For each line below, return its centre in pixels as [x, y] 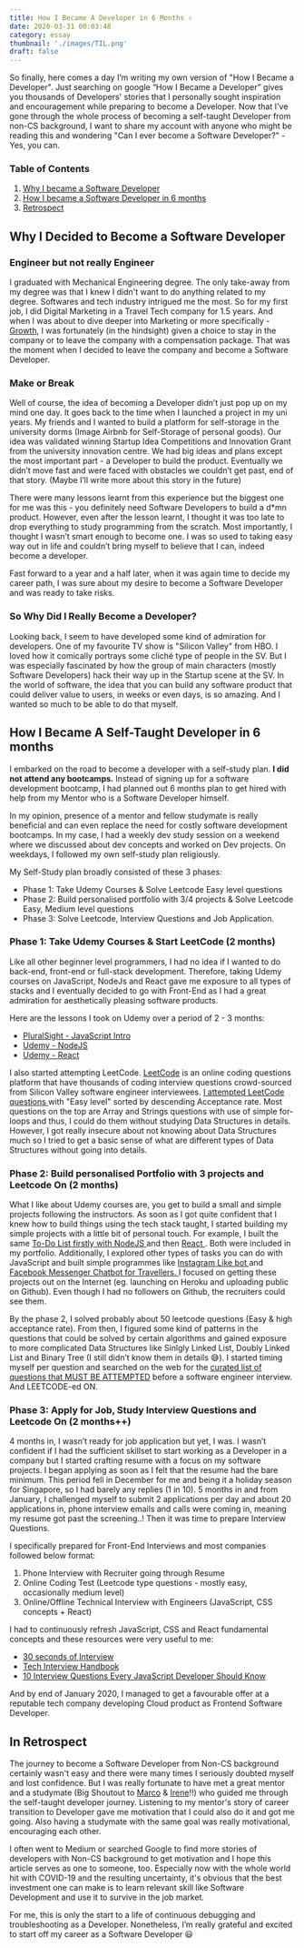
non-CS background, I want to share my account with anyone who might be [151, 126]
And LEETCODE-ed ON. [54, 1387]
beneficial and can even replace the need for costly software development [148, 825]
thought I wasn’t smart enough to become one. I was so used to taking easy [151, 537]
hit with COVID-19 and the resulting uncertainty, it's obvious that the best [146, 1878]
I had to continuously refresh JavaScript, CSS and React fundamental [139, 1630]
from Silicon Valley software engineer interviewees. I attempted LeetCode [147, 1092]
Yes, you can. [35, 146]
